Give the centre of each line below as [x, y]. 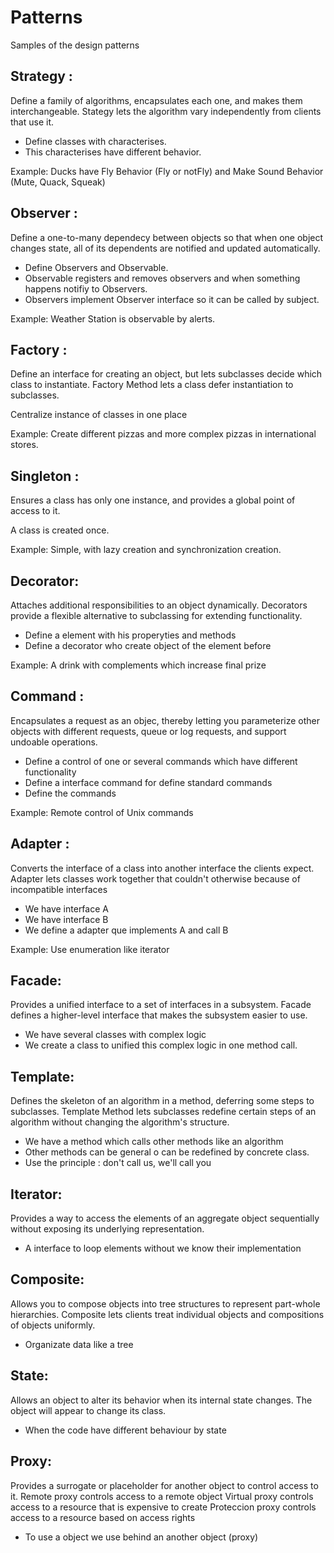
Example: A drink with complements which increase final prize [138, 665]
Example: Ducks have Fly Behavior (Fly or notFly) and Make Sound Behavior [167, 171]
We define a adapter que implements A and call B [126, 930]
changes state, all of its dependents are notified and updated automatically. [165, 248]
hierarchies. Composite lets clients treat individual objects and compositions [167, 1314]
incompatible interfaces [59, 889]
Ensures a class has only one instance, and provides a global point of [153, 500]
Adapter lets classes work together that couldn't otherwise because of [155, 878]
